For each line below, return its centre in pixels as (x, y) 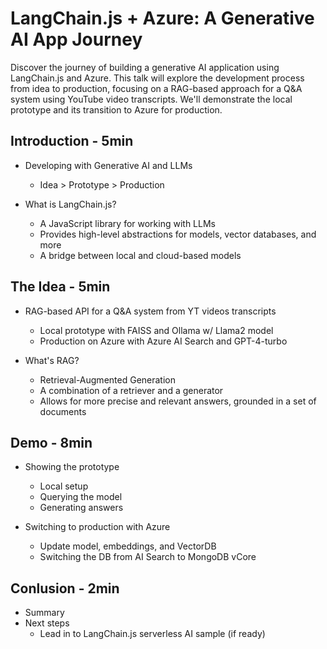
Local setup (64, 486)
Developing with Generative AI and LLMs (108, 165)
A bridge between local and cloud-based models (140, 255)
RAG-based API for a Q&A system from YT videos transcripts (150, 311)
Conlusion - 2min (65, 588)
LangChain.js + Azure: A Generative (162, 18)
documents (63, 411)
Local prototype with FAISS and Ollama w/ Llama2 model (156, 330)
